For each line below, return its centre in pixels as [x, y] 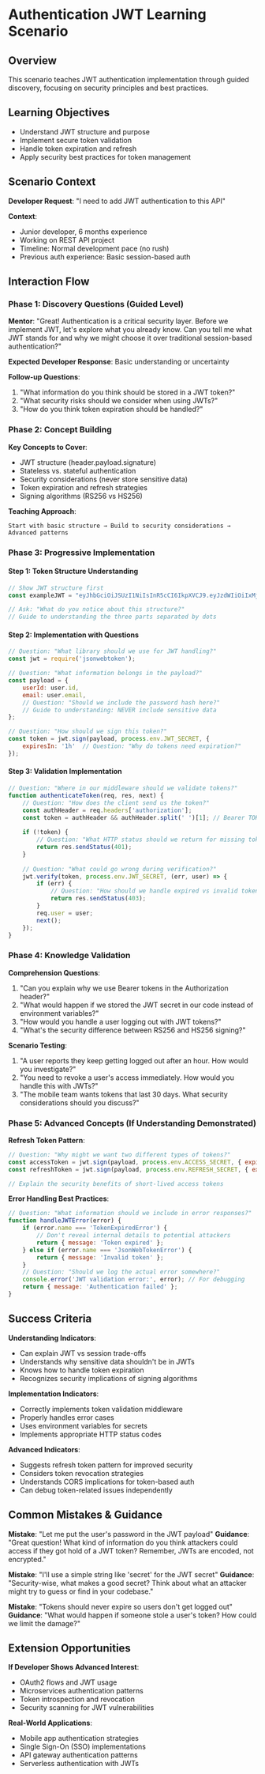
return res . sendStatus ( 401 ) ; [84, 847]
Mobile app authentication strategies [79, 1738]
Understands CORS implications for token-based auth [107, 1481]
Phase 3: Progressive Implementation [82, 553]
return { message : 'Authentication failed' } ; [100, 1287]
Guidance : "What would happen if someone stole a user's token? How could [132, 1615]
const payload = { [38, 681]
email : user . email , [54, 695]
